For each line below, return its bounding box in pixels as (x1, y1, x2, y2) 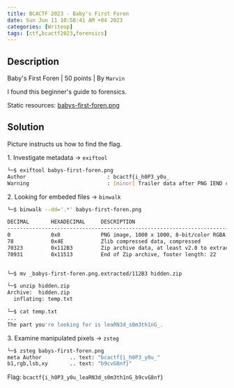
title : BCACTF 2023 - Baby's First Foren (7, 10, 130, 17)
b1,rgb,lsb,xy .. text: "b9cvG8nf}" (7, 360, 132, 367)
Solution (7, 121, 45, 133)
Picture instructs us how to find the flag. (7, 140, 122, 148)
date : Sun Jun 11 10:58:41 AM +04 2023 (7, 17, 123, 24)
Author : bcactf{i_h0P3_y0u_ (7, 173, 170, 180)
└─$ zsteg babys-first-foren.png (7, 347, 104, 355)
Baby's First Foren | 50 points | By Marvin (7, 74, 125, 82)
